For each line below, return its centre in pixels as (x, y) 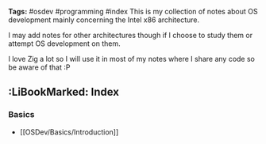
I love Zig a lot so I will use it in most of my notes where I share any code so (132, 59)
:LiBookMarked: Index (64, 92)
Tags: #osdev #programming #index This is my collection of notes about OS (133, 11)
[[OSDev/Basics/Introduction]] (69, 132)
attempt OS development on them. (64, 44)
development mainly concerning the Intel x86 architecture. (104, 20)
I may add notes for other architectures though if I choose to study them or (130, 35)
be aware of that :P (39, 67)
